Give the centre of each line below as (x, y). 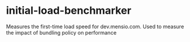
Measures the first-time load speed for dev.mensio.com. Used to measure (95, 26)
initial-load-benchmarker (69, 11)
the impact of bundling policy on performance (61, 32)
